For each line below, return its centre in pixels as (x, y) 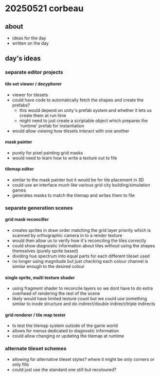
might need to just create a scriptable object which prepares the (84, 120)
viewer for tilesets (30, 95)
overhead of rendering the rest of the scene (56, 293)
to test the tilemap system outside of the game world (65, 326)
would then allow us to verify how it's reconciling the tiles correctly (79, 240)
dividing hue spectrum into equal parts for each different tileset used (81, 256)
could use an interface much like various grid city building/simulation (81, 185)
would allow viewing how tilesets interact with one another (71, 131)
